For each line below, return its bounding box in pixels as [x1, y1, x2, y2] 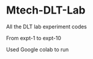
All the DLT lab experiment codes [6, 23, 87, 30]
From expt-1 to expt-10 [6, 34, 62, 41]
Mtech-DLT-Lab [6, 4, 86, 17]
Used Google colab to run [6, 45, 69, 53]
